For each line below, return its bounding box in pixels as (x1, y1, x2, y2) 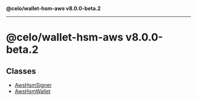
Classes (6, 66, 36, 76)
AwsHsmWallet (14, 88, 51, 95)
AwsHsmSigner (14, 81, 52, 88)
